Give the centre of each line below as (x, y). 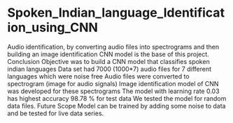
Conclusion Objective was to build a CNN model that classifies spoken (108, 61)
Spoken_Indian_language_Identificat (116, 13)
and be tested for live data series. (56, 113)
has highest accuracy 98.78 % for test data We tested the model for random (117, 98)
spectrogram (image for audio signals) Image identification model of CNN (113, 83)
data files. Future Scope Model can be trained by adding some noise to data (116, 106)
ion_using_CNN (52, 27)
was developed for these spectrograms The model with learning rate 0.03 (113, 91)
